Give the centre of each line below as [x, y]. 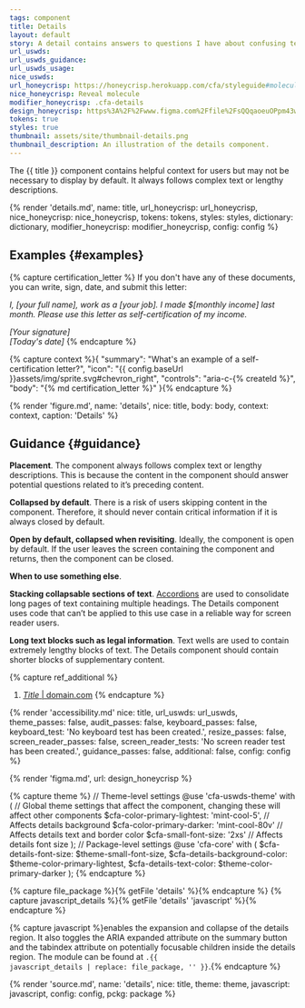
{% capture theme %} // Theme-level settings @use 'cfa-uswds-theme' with [152, 796]
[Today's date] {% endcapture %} [73, 341]
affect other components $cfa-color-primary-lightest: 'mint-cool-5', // [140, 815]
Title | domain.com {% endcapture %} [93, 695]
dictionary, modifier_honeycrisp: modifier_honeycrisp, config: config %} [144, 226]
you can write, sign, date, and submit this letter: [98, 286]
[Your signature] [40, 332]
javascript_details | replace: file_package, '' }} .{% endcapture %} [145, 967]
